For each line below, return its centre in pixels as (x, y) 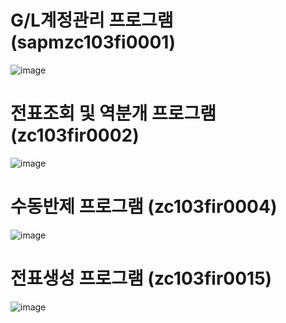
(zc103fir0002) (75, 135)
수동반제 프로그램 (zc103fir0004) (144, 207)
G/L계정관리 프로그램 (92, 20)
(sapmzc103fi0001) (93, 42)
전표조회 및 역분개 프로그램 (113, 113)
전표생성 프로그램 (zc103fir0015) (141, 278)
